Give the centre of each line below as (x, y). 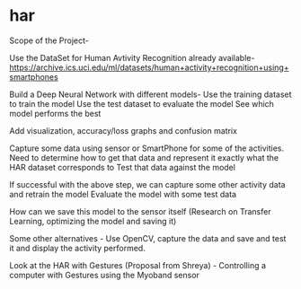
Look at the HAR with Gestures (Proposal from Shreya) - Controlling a (138, 265)
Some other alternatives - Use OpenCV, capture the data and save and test (148, 238)
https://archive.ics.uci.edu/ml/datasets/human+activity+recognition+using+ (149, 67)
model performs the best (55, 113)
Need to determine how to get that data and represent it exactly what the (144, 157)
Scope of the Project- (49, 40)
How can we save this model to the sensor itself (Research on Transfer (140, 211)
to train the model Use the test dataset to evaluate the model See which (142, 103)
